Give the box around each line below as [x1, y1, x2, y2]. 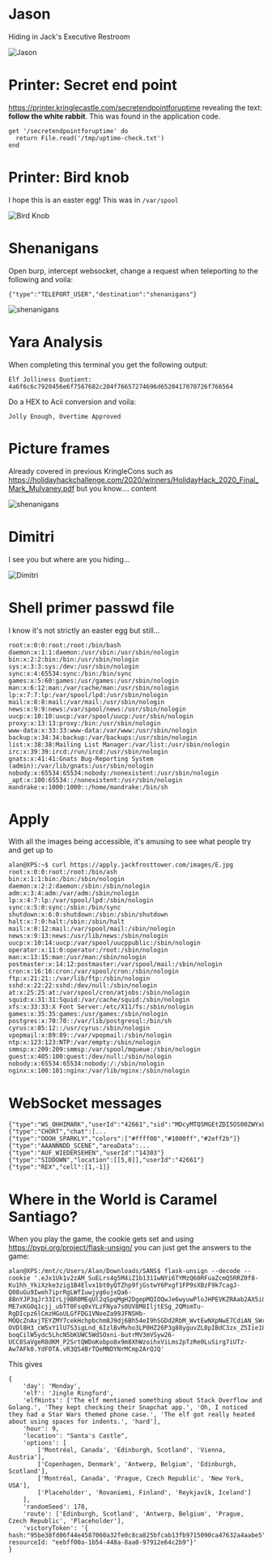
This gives [8, 1360, 43, 1370]
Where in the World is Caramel [8, 1190, 218, 1209]
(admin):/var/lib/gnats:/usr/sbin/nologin [8, 762, 154, 770]
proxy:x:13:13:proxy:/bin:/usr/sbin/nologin [8, 719, 161, 727]
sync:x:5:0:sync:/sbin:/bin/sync [8, 904, 121, 912]
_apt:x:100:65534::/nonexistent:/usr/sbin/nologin [8, 776, 183, 784]
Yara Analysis [8, 333, 104, 351]
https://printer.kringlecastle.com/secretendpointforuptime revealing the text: [8, 102, 263, 112]
